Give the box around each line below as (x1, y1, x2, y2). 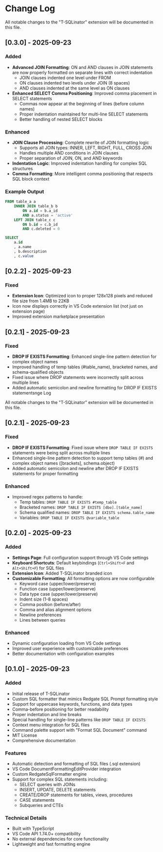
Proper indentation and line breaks (12, 711, 82, 717)
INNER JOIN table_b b (14, 204, 58, 209)
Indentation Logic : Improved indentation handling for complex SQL (12, 160, 147, 166)
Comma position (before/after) (19, 601, 81, 607)
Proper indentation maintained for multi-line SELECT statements (19, 111, 148, 117)
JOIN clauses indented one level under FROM (19, 74, 111, 81)
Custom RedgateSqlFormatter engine (12, 771, 87, 777)
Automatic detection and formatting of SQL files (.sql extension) (12, 761, 141, 767)
